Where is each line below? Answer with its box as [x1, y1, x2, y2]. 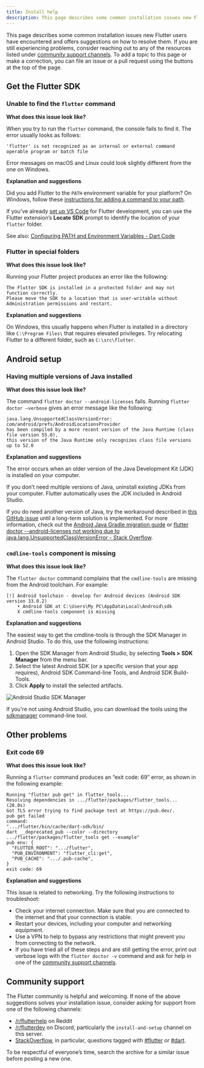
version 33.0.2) [6, 598, 47, 604]
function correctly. [6, 290, 59, 296]
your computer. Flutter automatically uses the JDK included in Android [6, 490, 182, 497]
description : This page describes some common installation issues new [6, 15, 191, 21]
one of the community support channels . [15, 959, 117, 966]
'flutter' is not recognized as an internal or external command [6, 144, 175, 150]
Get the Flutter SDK [6, 81, 81, 91]
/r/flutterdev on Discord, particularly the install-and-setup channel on [15, 1024, 192, 1031]
